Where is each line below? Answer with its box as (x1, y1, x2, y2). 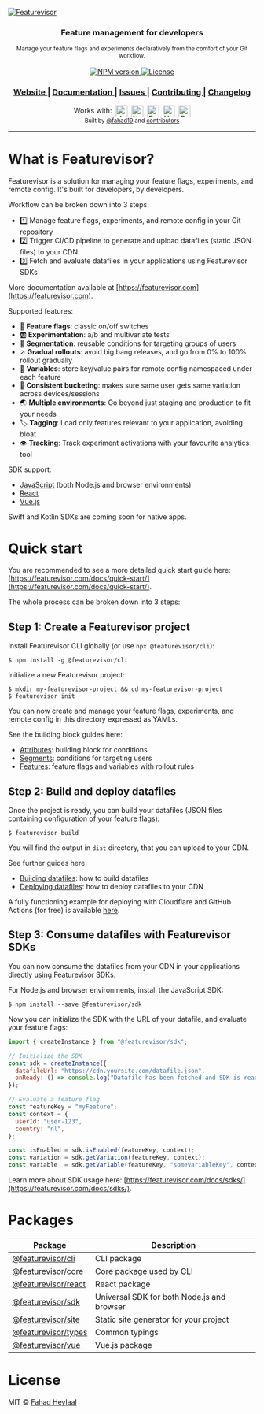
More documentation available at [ (8, 282, 119, 291)
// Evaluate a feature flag (8, 1096, 101, 1104)
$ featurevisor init (8, 692, 76, 700)
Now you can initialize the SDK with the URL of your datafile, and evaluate (8, 1014, 247, 1023)
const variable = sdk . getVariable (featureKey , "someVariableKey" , (8, 1161, 234, 1169)
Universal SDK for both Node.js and (95, 1291, 226, 1302)
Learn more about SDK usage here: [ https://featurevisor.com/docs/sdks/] (8, 1175, 246, 1185)
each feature (19, 372, 61, 381)
